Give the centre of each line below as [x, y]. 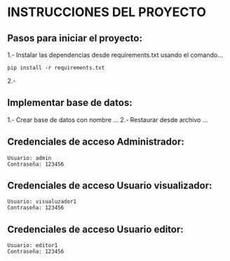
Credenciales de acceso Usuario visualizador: [110, 186]
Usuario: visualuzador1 [42, 202]
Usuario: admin [29, 158]
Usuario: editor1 [33, 246]
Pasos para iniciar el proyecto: [75, 38]
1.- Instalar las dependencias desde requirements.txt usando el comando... [115, 55]
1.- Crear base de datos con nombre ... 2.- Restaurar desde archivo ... [108, 119]
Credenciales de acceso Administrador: [96, 142]
